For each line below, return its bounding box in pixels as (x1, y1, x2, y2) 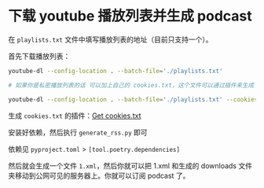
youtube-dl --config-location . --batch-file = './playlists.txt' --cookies (8, 95, 258, 103)
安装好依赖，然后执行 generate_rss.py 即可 (8, 127, 148, 137)
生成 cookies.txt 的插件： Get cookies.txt (8, 111, 141, 120)
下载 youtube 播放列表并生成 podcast (8, 7, 253, 25)
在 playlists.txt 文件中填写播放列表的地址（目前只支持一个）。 (8, 35, 213, 44)
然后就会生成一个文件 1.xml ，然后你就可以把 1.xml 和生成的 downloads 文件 (8, 160, 253, 170)
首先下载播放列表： (8, 51, 71, 61)
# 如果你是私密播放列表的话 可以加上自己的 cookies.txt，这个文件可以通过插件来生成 (8, 81, 254, 89)
